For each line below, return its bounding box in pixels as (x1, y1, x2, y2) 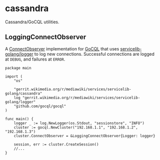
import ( (5, 74, 23, 79)
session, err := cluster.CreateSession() (14, 142, 99, 147)
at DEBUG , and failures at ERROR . (5, 56, 66, 62)
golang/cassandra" (5, 91, 42, 96)
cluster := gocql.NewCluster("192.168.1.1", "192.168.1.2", (14, 125, 138, 130)
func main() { (5, 116, 34, 121)
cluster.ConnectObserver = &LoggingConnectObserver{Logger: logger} (14, 133, 156, 138)
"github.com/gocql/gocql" (14, 104, 67, 109)
